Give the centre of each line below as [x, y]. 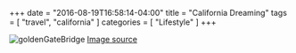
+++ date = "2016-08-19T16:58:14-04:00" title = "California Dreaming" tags [148, 13]
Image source [112, 39]
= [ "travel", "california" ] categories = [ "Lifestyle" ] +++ [113, 22]
